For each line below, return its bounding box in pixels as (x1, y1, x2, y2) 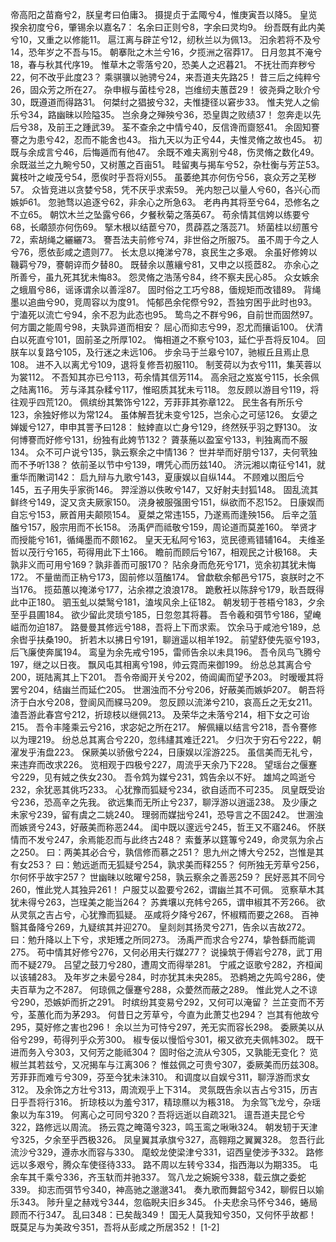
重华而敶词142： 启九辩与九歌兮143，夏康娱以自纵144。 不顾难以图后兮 (10, 471, 305, 483)
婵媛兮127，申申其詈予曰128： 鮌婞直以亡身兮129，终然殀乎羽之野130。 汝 (10, 421, 318, 433)
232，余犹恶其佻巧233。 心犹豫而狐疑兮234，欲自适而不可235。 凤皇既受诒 (10, 784, 326, 795)
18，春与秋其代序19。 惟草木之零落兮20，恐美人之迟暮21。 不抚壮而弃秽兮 (10, 59, 317, 70)
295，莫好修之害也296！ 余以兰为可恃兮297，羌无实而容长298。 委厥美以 (10, 1021, 317, 1033)
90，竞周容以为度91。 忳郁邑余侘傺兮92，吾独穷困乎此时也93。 (53, 296, 318, 308)
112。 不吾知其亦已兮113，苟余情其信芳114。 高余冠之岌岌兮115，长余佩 (27, 371, 320, 383)
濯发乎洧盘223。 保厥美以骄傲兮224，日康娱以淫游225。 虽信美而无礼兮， (10, 746, 318, 758)
